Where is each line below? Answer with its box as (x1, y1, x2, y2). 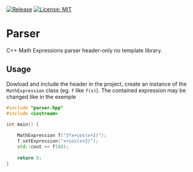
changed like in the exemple (6, 93, 77, 100)
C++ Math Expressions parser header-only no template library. (6, 46, 162, 54)
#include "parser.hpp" (6, 104, 64, 111)
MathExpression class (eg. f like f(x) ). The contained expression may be (6, 86, 186, 94)
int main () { (6, 121, 39, 127)
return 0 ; (17, 154, 42, 161)
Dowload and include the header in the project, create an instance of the (6, 80, 187, 88)
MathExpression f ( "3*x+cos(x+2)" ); (17, 133, 107, 139)
